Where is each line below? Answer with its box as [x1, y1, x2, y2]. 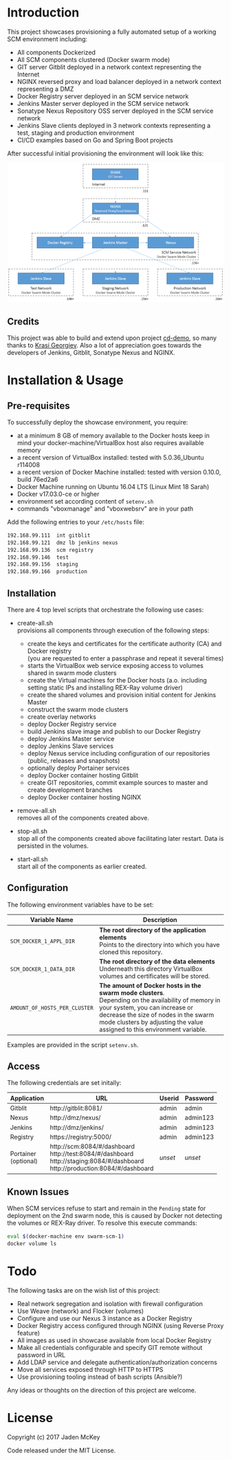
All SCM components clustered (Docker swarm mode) [16, 55, 170, 63]
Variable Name [30, 916, 74, 924]
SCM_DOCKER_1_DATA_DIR [10, 965, 76, 973]
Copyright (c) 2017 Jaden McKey [7, 1433, 100, 1441]
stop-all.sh [16, 827, 48, 835]
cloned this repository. [99, 947, 163, 956]
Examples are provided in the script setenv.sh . [7, 1040, 139, 1049]
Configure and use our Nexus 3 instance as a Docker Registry [16, 1314, 192, 1322]
